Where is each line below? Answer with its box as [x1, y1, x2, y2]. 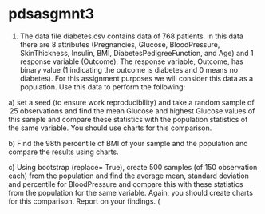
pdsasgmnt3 [8, 5, 94, 23]
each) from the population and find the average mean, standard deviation [8, 171, 250, 180]
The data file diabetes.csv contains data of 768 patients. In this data [19, 31, 243, 41]
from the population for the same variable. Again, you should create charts [8, 188, 254, 197]
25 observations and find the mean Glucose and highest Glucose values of [9, 105, 255, 116]
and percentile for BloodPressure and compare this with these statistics [8, 179, 243, 188]
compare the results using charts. [8, 147, 119, 157]
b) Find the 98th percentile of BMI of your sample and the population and [8, 138, 249, 148]
